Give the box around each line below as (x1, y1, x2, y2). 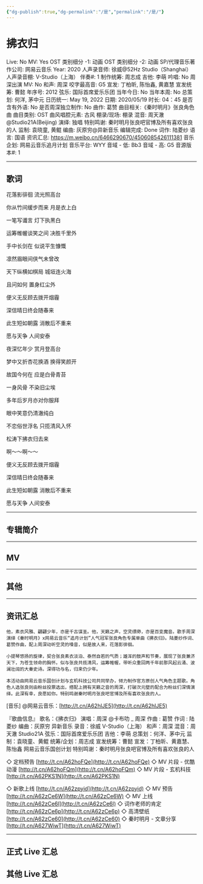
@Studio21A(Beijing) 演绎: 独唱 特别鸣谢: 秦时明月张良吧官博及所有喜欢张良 (6, 119, 193, 126)
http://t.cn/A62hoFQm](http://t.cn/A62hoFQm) (20, 765, 136, 773)
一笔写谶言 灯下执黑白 (6, 217, 61, 224)
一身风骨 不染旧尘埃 (6, 384, 56, 391)
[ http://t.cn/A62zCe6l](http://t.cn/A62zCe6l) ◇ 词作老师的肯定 (6, 800, 162, 807)
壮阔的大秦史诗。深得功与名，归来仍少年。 (10, 666, 101, 672)
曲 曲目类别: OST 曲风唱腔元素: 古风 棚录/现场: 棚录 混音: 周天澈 (6, 111, 164, 118)
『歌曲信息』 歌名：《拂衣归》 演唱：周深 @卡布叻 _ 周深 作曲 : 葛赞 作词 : (6, 715, 188, 722)
